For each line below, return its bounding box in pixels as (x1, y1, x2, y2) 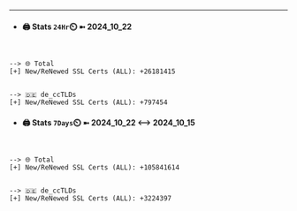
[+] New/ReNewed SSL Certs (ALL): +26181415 (9, 67, 176, 76)
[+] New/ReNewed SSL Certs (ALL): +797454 (9, 98, 168, 107)
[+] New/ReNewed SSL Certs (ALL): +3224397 (9, 194, 172, 203)
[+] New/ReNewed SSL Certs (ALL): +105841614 (9, 163, 179, 172)
